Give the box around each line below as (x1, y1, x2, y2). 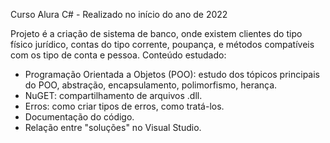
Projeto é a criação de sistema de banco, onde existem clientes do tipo (10, 28, 303, 39)
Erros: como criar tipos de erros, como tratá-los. (24, 100, 225, 112)
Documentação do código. (24, 111, 135, 123)
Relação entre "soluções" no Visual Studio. (24, 122, 202, 133)
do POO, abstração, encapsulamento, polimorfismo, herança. (24, 79, 278, 91)
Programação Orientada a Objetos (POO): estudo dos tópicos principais (24, 69, 320, 80)
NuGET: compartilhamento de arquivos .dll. (24, 90, 203, 101)
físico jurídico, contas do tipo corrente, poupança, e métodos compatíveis (10, 39, 315, 50)
